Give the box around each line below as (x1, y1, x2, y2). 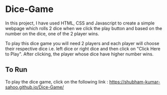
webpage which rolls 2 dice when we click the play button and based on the (5, 25, 162, 31)
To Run (5, 65, 28, 74)
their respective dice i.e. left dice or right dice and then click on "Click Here (5, 45, 160, 51)
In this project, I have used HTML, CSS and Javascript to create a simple (5, 20, 155, 26)
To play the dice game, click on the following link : (5, 78, 108, 84)
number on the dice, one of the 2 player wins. (5, 30, 99, 36)
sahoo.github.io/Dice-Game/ (5, 84, 64, 90)
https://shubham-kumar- (109, 78, 160, 84)
